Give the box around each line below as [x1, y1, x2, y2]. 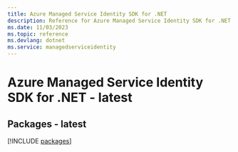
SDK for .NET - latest [7, 90, 133, 106]
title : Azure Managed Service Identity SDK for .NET [7, 10, 167, 18]
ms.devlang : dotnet [7, 37, 66, 44]
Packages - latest [7, 118, 87, 130]
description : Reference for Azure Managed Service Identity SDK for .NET [7, 17, 232, 24]
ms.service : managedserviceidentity [7, 44, 116, 51]
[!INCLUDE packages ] [7, 137, 72, 145]
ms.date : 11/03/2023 [7, 24, 69, 31]
